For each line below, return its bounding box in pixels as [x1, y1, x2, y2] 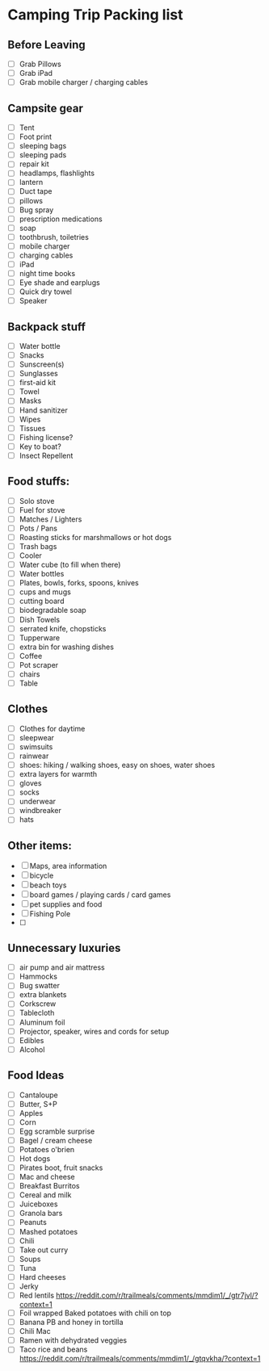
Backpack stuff [7, 320, 86, 333]
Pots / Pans [19, 523, 58, 533]
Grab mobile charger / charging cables [19, 78, 149, 87]
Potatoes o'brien [19, 1144, 75, 1154]
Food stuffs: [7, 475, 70, 488]
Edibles [19, 1035, 44, 1045]
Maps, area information [29, 862, 107, 871]
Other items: [7, 838, 72, 853]
